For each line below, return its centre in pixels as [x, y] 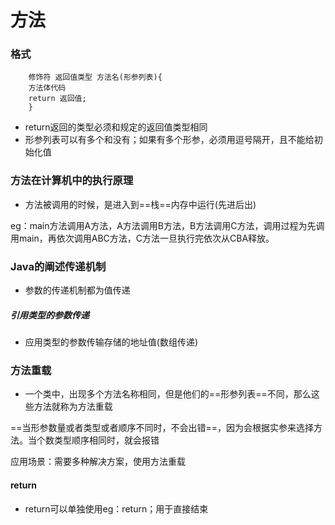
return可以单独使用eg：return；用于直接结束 [116, 508]
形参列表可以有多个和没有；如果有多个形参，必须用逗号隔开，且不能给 [169, 140]
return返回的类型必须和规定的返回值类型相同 [116, 127]
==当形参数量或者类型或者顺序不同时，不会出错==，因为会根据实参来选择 [162, 428]
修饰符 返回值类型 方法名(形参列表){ [95, 77]
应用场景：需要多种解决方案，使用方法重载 [98, 462]
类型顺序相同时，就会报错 [106, 440]
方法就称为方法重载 [73, 407]
